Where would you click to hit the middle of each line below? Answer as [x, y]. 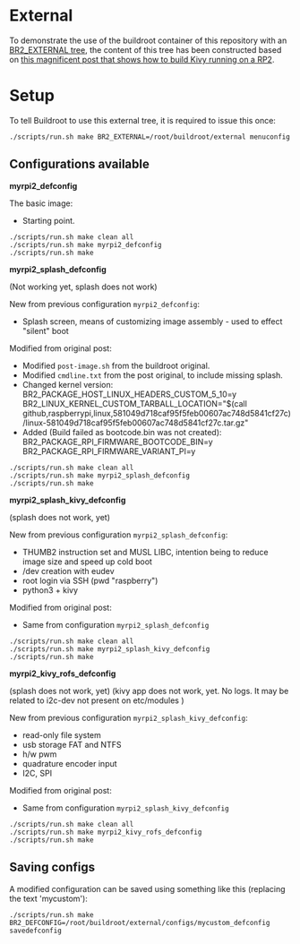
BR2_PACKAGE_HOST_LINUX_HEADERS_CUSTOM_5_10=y [129, 394]
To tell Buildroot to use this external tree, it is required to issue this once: [142, 120]
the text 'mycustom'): [48, 898]
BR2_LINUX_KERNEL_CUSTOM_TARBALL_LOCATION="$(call [135, 403]
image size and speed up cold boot [87, 562]
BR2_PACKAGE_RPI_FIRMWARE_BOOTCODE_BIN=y [117, 442]
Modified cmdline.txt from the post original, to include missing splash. [153, 375]
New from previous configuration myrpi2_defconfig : [104, 304]
